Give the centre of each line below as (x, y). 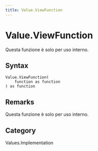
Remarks (20, 102)
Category (21, 130)
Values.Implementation (29, 143)
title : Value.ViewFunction (34, 10)
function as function (37, 82)
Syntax (17, 65)
